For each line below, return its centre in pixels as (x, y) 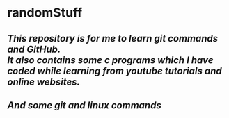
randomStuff (45, 13)
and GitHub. (34, 49)
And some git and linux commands (84, 105)
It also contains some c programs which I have (110, 60)
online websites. (44, 82)
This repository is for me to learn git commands (112, 39)
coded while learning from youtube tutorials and (114, 71)
